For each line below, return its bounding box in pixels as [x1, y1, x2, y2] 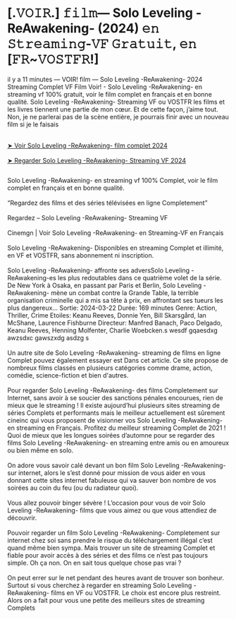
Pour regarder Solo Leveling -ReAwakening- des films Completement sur [7, 386, 218, 395]
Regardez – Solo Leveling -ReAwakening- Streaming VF [7, 213, 168, 222]
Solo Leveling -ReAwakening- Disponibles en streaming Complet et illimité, [7, 244, 224, 252]
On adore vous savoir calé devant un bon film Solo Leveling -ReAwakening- [7, 461, 227, 469]
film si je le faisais [7, 120, 59, 128]
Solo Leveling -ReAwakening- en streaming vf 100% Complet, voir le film [7, 176, 218, 184]
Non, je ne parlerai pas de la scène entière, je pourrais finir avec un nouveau [7, 112, 229, 121]
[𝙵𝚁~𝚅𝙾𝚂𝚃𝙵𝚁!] [7, 52, 99, 68]
